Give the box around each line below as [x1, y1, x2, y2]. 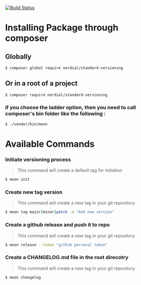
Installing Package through [5, 22, 119, 33]
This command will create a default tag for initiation [17, 167, 123, 173]
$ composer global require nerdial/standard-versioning [5, 66, 123, 71]
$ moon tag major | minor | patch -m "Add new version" [5, 210, 114, 214]
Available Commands [5, 138, 95, 149]
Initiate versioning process [5, 156, 71, 163]
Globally [5, 52, 32, 61]
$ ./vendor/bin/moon [5, 122, 48, 127]
